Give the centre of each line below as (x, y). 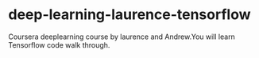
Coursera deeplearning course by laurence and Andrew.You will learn (122, 37)
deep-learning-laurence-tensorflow (129, 15)
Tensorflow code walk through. (59, 44)
